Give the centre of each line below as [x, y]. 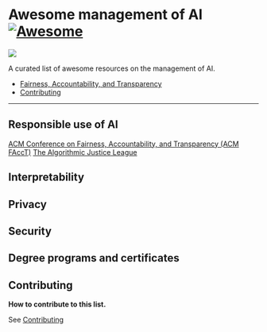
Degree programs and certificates [94, 259]
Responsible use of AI [63, 125]
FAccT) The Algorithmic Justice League [73, 152]
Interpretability [46, 178]
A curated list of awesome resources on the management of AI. [112, 68]
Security [30, 231]
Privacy [28, 204]
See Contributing [36, 320]
